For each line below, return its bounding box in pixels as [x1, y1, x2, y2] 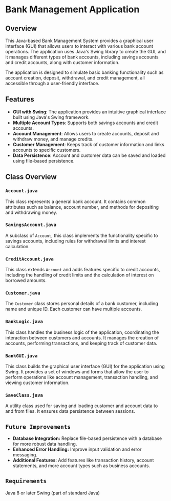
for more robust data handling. [12, 441, 77, 447]
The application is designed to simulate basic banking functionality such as [5, 69, 164, 75]
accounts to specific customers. [12, 147, 81, 153]
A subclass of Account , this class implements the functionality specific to [5, 232, 158, 238]
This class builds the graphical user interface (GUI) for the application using [5, 363, 165, 369]
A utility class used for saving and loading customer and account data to [5, 403, 158, 409]
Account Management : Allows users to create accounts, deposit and [12, 130, 159, 136]
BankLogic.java [5, 319, 44, 325]
